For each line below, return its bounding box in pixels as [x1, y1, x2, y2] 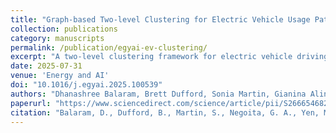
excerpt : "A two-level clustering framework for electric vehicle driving [10, 52, 329, 62]
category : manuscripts [10, 33, 105, 43]
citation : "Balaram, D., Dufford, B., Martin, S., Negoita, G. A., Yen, [10, 107, 320, 118]
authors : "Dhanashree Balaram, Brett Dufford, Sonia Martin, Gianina [10, 89, 307, 99]
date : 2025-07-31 [10, 61, 83, 71]
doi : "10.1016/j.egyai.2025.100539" [10, 80, 163, 90]
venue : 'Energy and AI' [10, 71, 110, 81]
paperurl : [10, 98, 52, 108]
